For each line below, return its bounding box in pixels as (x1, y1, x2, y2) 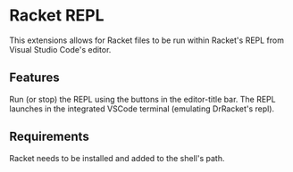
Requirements (9, 129, 89, 144)
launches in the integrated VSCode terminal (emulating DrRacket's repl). (9, 103, 275, 114)
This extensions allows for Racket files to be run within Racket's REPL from (9, 35, 284, 45)
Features (9, 70, 60, 86)
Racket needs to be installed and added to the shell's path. (9, 152, 225, 163)
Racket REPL (9, 5, 105, 26)
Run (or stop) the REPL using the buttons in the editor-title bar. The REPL (9, 94, 276, 104)
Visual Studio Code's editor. (9, 44, 112, 54)
